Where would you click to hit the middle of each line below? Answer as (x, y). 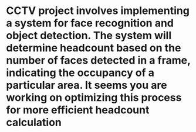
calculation (34, 122)
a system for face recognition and (90, 23)
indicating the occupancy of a (80, 73)
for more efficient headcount (78, 110)
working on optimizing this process (94, 98)
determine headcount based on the (94, 48)
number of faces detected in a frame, (98, 60)
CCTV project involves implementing (98, 11)
